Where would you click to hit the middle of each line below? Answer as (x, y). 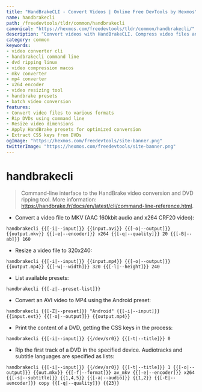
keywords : (19, 46)
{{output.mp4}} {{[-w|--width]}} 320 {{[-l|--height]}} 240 (83, 267)
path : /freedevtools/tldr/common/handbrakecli (66, 23)
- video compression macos (40, 68)
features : (19, 107)
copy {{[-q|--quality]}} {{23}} (79, 383)
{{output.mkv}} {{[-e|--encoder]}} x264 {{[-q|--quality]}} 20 (87, 234)
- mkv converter (26, 74)
